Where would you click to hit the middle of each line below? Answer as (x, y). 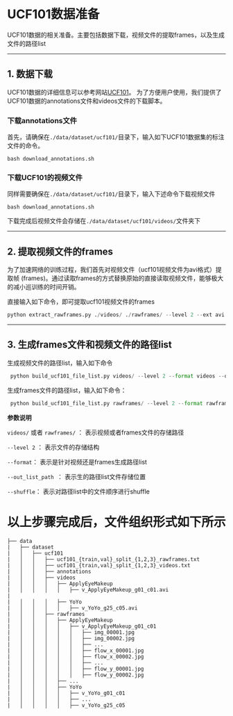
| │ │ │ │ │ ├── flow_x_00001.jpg (76, 651)
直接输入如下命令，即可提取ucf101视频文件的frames (81, 302)
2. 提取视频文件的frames (60, 251)
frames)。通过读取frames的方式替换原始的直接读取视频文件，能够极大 (123, 278)
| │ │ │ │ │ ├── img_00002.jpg (71, 638)
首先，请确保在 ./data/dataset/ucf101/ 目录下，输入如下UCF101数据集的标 (113, 137)
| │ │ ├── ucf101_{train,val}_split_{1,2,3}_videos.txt (99, 565)
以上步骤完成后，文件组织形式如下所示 (117, 522)
